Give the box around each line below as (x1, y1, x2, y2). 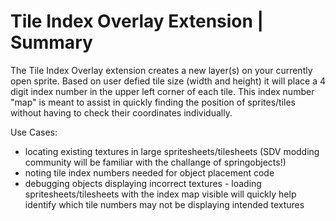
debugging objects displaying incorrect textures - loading (24, 177, 262, 189)
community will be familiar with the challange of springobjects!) (24, 156, 287, 168)
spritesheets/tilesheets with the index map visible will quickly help (24, 188, 297, 200)
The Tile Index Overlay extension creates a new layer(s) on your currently (10, 64, 313, 76)
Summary (10, 31, 93, 54)
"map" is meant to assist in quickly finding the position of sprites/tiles (10, 96, 297, 108)
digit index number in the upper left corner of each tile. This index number (10, 85, 315, 97)
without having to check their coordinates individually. (10, 106, 233, 119)
